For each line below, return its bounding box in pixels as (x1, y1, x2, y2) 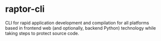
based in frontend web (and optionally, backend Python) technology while (5, 25, 156, 31)
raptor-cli (5, 3, 45, 15)
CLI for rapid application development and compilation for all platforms (5, 20, 150, 26)
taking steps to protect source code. (5, 30, 79, 36)
